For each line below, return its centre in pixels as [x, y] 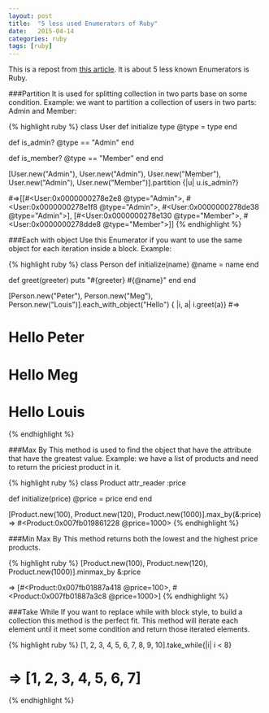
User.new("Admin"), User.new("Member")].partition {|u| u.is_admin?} [124, 183]
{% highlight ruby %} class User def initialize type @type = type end [123, 127]
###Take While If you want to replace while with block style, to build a [126, 612]
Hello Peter [47, 337]
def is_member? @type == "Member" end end [86, 159]
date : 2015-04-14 [41, 31]
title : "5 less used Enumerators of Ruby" [83, 24]
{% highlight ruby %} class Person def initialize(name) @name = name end [134, 264]
